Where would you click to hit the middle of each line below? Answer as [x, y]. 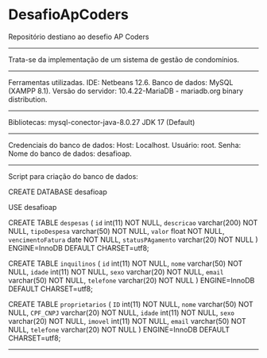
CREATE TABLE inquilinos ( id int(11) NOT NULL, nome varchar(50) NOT [126, 263]
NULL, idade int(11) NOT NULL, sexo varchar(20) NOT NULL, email [116, 271]
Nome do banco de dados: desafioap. [70, 154]
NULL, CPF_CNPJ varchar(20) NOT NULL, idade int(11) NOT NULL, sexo [121, 313]
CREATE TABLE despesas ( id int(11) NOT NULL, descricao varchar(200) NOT [133, 222]
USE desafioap [33, 207]
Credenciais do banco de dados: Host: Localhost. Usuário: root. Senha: [125, 145]
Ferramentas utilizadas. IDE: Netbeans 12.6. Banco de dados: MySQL [121, 82]
